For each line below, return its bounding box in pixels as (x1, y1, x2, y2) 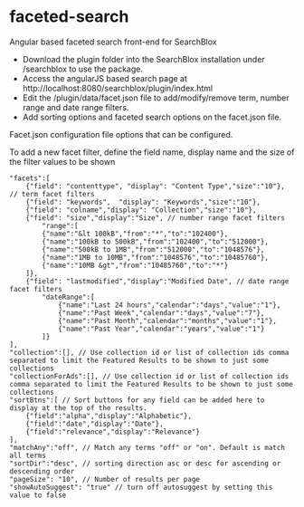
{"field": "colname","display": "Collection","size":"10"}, (25, 206, 257, 215)
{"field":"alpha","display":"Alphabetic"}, (25, 411, 193, 420)
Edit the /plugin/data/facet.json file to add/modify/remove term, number (22, 92, 290, 103)
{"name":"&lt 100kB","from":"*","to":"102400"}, (42, 229, 229, 238)
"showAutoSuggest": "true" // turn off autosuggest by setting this (9, 483, 273, 492)
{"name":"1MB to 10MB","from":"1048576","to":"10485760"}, (42, 253, 270, 262)
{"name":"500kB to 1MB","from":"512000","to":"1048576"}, (42, 244, 265, 254)
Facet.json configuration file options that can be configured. (9, 129, 233, 139)
